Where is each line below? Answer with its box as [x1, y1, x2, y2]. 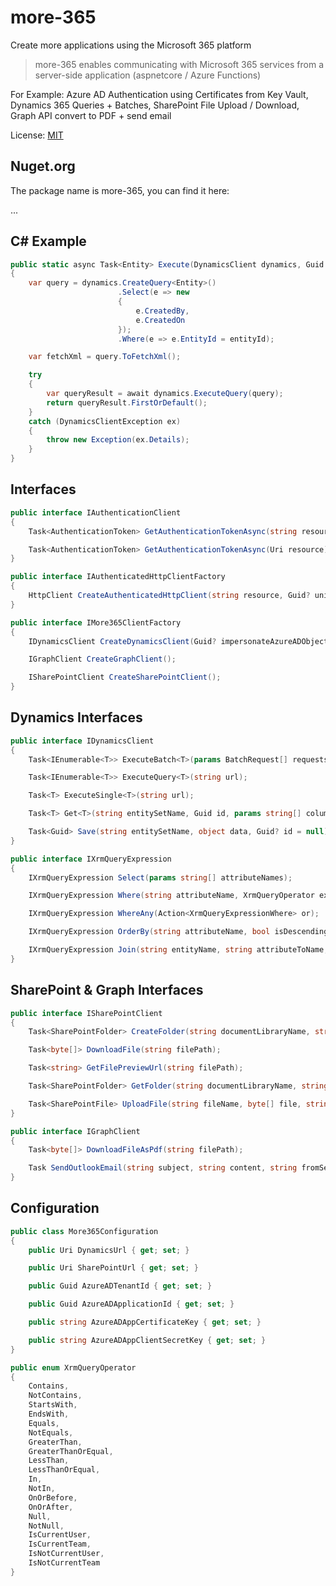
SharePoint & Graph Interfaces [10, 982, 204, 999]
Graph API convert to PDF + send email [10, 109, 172, 121]
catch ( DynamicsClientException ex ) [28, 416, 182, 426]
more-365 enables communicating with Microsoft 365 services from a [34, 58, 325, 70]
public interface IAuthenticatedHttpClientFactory [10, 572, 226, 582]
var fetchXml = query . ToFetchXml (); [28, 352, 182, 362]
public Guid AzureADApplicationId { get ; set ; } [28, 1299, 235, 1310]
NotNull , [28, 1521, 65, 1531]
